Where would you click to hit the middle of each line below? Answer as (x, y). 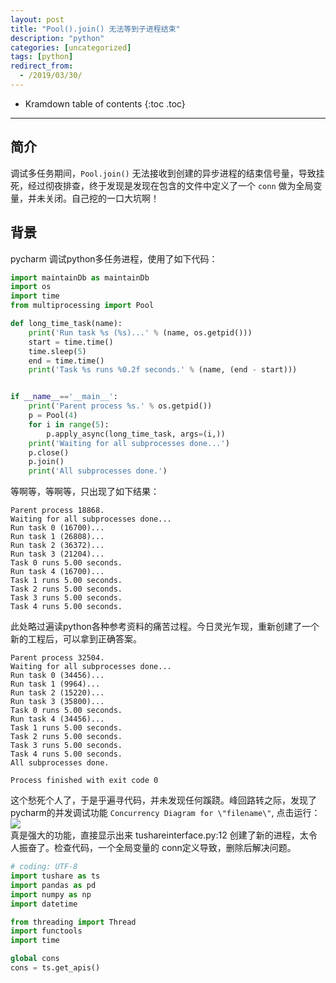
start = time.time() (71, 342)
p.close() (49, 452)
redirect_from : (42, 66)
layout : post (37, 19)
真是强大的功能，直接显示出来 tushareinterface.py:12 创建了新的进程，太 (159, 835)
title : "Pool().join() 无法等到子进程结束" (95, 29)
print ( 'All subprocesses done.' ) (98, 471)
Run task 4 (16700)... (57, 572)
